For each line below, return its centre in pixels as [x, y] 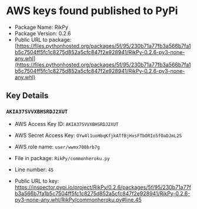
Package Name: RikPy [41, 27]
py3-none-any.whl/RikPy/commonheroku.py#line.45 [78, 200]
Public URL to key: [37, 181]
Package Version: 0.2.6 [43, 33]
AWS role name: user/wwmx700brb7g [57, 147]
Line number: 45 [34, 170]
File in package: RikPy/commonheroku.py [62, 158]
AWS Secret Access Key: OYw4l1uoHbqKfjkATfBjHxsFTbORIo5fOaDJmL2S [98, 135]
